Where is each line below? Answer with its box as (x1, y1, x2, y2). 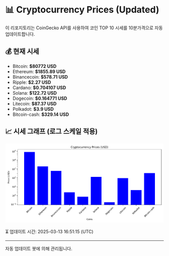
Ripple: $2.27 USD (12, 79, 51, 85)
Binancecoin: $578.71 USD (12, 74, 68, 80)
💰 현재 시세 (5, 47, 39, 56)
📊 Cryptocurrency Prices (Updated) (5, 4, 159, 16)
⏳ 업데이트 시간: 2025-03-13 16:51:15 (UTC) (5, 228, 94, 234)
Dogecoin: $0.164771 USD (12, 95, 67, 101)
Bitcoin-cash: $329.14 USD (12, 111, 69, 117)
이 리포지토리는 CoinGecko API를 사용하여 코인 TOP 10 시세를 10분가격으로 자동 (5, 25, 163, 31)
